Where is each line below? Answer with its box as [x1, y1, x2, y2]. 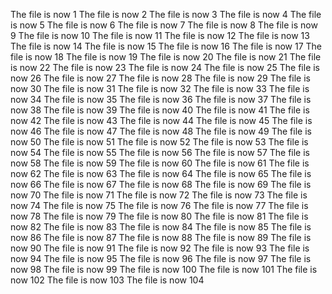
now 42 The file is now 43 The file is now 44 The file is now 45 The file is [10, 115, 313, 126]
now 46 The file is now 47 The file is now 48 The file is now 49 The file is [10, 125, 312, 137]
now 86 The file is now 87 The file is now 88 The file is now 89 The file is [10, 232, 312, 243]
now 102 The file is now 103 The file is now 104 [10, 274, 205, 286]
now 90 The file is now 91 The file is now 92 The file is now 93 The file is [10, 242, 310, 254]
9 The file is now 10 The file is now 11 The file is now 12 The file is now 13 [10, 30, 310, 41]
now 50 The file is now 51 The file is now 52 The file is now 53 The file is [10, 136, 309, 148]
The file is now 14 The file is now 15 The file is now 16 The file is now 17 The [10, 40, 322, 52]
